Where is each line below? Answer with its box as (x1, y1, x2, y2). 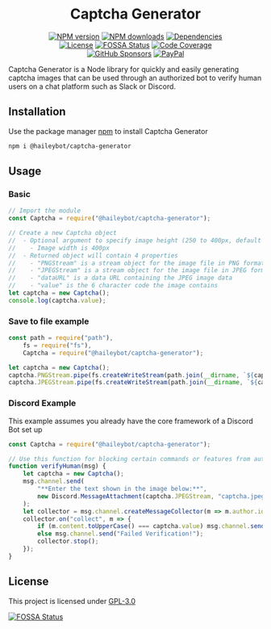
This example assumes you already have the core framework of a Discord (8, 416, 253, 426)
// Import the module (8, 207, 81, 215)
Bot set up (8, 425, 43, 434)
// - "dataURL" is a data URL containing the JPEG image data (8, 274, 232, 283)
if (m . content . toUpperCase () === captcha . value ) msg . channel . (37, 522, 251, 530)
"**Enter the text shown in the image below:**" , (37, 485, 207, 493)
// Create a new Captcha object (8, 229, 117, 237)
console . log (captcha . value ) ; (8, 296, 106, 304)
